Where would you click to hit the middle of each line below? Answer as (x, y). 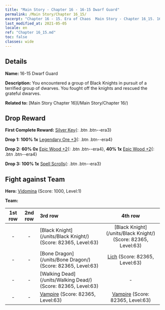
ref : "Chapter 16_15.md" (30, 32)
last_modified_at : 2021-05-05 (36, 23)
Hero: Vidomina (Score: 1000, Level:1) (43, 191)
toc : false (16, 37)
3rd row (49, 216)
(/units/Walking (57, 280)
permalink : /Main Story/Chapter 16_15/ (46, 14)
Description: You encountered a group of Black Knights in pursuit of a (76, 83)
